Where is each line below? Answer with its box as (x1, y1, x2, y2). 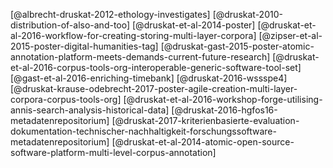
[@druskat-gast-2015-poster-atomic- (160, 40, 315, 52)
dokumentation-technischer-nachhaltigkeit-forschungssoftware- (10, 125, 277, 137)
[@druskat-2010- (212, 9, 283, 20)
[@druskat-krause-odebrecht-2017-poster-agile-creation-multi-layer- (10, 83, 298, 94)
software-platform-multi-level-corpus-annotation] (10, 147, 217, 158)
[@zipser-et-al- (258, 30, 323, 41)
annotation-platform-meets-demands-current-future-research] (10, 51, 271, 63)
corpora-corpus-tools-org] (10, 94, 122, 105)
